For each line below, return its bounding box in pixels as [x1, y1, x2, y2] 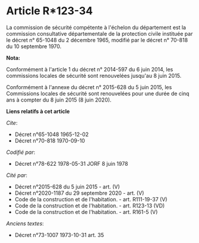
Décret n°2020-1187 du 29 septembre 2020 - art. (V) [14, 189, 144, 197]
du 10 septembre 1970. [6, 43, 62, 50]
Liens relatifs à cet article [6, 108, 70, 115]
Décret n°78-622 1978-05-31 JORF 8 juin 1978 [14, 160, 128, 167]
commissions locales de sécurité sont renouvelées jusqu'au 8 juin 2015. [6, 72, 182, 79]
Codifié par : [6, 149, 36, 156]
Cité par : [6, 171, 28, 179]
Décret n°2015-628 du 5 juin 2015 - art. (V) [14, 183, 120, 190]
